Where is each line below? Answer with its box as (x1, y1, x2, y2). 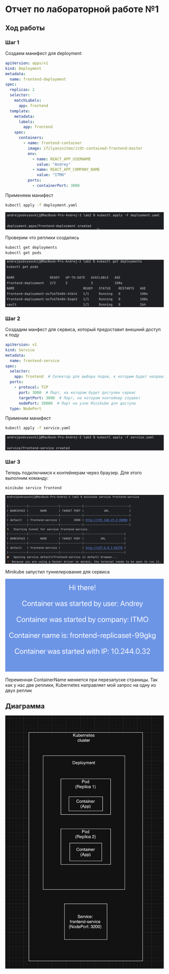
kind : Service (5, 347, 35, 352)
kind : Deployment (5, 66, 42, 71)
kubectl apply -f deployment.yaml (5, 202, 78, 208)
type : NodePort (10, 406, 42, 411)
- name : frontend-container (23, 140, 82, 145)
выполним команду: (5, 475, 49, 481)
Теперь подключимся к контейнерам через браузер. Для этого (5, 470, 142, 476)
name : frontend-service (10, 358, 59, 363)
